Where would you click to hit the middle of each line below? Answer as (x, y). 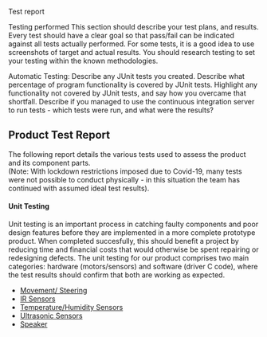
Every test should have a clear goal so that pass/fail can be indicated (122, 35)
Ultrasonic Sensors (51, 316)
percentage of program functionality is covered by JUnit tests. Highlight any (133, 84)
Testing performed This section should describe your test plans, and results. (133, 27)
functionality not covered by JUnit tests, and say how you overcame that (128, 93)
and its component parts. (49, 163)
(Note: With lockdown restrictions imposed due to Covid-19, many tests (125, 171)
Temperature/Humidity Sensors (71, 308)
